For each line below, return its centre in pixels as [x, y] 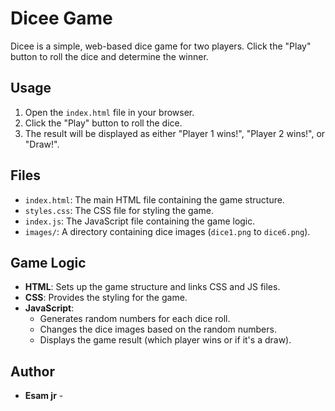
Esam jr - [44, 396]
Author [32, 371]
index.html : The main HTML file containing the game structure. [154, 199]
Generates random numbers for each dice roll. [135, 319]
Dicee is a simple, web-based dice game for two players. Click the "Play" [161, 46]
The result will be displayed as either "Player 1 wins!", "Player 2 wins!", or [175, 133]
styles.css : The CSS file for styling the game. [119, 210]
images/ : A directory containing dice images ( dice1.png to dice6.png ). [167, 231]
